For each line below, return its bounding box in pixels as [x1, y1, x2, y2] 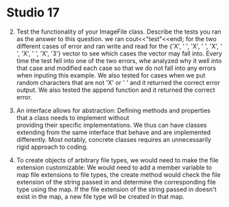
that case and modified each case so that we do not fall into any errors [16, 64, 217, 72]
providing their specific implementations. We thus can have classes [16, 121, 207, 129]
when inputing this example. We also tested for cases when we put [16, 71, 206, 80]
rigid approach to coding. [16, 143, 88, 151]
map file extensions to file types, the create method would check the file [16, 170, 221, 179]
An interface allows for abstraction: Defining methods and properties [16, 106, 210, 114]
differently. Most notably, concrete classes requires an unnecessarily [16, 135, 212, 143]
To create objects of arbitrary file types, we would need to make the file [16, 156, 219, 164]
